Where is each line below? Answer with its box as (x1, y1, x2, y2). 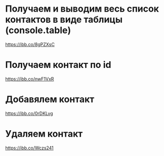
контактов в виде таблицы (5, 14, 123, 25)
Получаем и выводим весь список (5, 3, 159, 15)
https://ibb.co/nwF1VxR (5, 75, 54, 82)
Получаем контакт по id (5, 59, 111, 71)
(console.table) (5, 25, 71, 36)
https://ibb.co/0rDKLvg (5, 110, 53, 116)
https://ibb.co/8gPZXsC (5, 41, 55, 47)
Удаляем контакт (5, 128, 83, 139)
